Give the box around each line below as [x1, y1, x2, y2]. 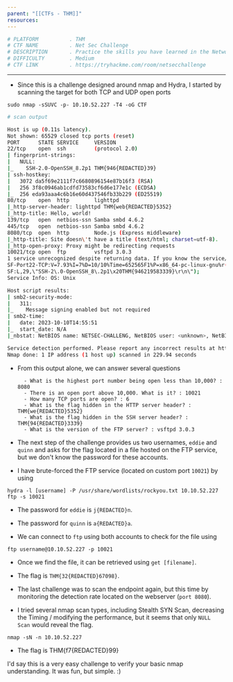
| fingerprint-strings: [7, 152, 76, 159]
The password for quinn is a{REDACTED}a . [17, 519, 133, 527]
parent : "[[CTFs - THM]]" [7, 10, 82, 17]
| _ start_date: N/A [7, 326, 67, 333]
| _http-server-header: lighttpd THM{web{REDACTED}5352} [7, 203, 172, 210]
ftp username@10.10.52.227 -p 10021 [7, 546, 113, 553]
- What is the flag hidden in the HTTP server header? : [24, 401, 192, 408]
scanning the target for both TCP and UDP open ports [17, 88, 171, 96]
